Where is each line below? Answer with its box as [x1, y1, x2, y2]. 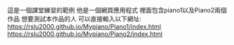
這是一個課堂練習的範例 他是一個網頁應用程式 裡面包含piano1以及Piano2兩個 [7, 6, 227, 14]
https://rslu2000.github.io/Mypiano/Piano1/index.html [7, 23, 161, 30]
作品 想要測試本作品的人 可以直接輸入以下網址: [7, 15, 142, 23]
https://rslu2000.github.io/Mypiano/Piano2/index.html [7, 30, 163, 38]
